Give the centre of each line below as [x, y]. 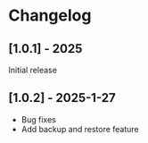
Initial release [33, 70]
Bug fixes [39, 119]
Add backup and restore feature [80, 129]
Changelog [50, 16]
